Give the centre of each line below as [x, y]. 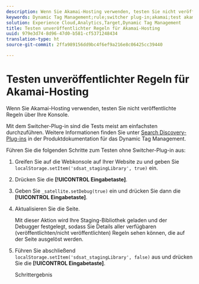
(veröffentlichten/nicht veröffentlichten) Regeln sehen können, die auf [100, 232]
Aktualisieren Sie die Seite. [47, 209]
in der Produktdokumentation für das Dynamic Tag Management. [107, 138]
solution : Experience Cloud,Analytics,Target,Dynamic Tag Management [94, 23]
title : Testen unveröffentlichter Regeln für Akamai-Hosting [83, 28]
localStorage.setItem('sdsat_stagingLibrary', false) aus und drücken [104, 257]
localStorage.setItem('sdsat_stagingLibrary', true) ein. [86, 168]
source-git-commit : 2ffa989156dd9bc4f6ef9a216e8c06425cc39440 [84, 45]
